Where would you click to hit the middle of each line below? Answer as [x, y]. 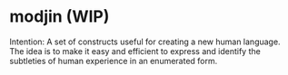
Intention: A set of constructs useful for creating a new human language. [145, 42]
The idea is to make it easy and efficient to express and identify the [135, 51]
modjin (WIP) [60, 17]
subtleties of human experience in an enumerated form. [114, 61]
